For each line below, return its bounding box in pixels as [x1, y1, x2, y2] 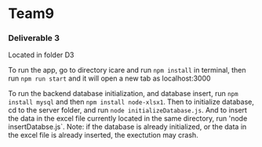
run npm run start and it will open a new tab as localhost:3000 [8, 73, 211, 83]
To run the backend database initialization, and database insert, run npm [8, 89, 238, 99]
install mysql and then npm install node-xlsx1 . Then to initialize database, [8, 97, 255, 106]
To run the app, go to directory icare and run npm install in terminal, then [8, 66, 246, 75]
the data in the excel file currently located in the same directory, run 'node [8, 114, 248, 124]
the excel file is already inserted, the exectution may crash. [8, 131, 198, 140]
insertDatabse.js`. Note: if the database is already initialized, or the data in [8, 122, 247, 131]
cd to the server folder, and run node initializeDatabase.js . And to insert [8, 106, 247, 115]
